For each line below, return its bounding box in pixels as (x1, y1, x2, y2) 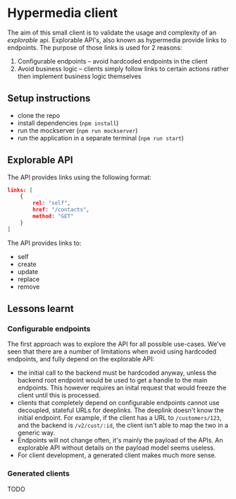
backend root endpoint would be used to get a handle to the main (17, 376, 208, 385)
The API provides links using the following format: (7, 173, 151, 181)
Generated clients (7, 469, 70, 479)
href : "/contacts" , (32, 206, 90, 213)
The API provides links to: (7, 239, 82, 247)
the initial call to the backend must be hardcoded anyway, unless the (17, 368, 217, 377)
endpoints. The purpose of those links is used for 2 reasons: (7, 43, 182, 52)
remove (17, 282, 40, 291)
